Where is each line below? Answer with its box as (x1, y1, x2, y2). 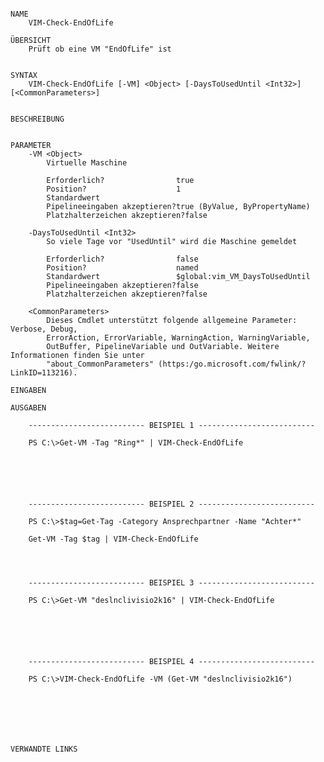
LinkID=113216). (10, 368, 78, 378)
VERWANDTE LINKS (10, 744, 78, 754)
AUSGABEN (10, 403, 47, 413)
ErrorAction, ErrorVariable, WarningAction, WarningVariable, (46, 333, 311, 343)
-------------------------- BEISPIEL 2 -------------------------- (28, 499, 315, 509)
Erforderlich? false (46, 254, 199, 264)
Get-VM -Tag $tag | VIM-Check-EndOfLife (28, 534, 199, 544)
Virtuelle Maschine (46, 158, 128, 168)
